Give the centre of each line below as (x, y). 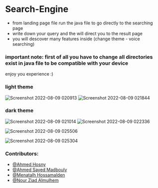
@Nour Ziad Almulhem (35, 181)
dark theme (19, 110)
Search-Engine (37, 9)
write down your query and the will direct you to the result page (77, 33)
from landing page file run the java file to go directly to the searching (82, 23)
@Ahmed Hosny (29, 165)
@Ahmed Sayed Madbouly (39, 170)
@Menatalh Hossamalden (39, 175)
